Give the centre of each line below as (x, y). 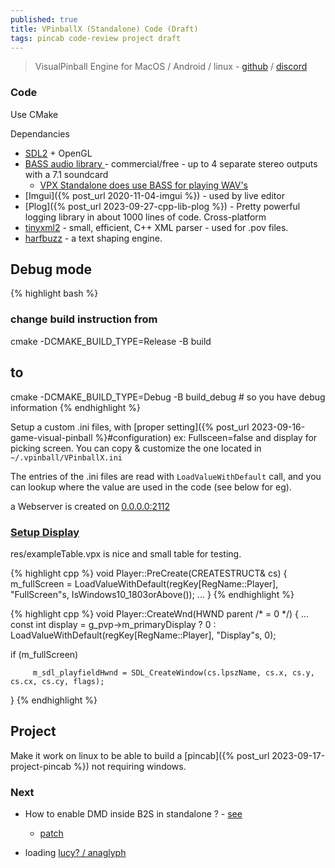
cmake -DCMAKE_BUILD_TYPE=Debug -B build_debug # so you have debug (168, 397)
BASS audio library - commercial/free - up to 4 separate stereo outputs (171, 163)
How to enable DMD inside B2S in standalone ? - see (133, 814)
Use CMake (34, 114)
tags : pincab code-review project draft (96, 38)
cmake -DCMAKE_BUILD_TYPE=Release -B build (111, 341)
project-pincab (41, 766)
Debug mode (51, 269)
